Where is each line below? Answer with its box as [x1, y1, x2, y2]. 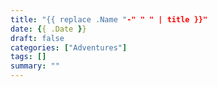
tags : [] [10, 52, 47, 62]
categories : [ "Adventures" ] [10, 42, 128, 53]
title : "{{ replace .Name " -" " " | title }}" [10, 14, 208, 25]
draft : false [10, 33, 65, 43]
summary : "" [10, 61, 60, 71]
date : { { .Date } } [10, 24, 87, 34]
